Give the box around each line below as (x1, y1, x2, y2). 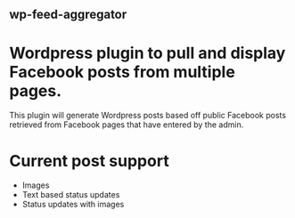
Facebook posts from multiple (9, 61, 236, 82)
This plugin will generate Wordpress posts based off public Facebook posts (9, 110, 287, 121)
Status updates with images (21, 199, 125, 210)
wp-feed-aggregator (9, 7, 127, 22)
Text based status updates (21, 190, 120, 200)
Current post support (9, 150, 169, 171)
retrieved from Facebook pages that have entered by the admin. (9, 119, 244, 130)
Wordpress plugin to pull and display (9, 43, 286, 63)
